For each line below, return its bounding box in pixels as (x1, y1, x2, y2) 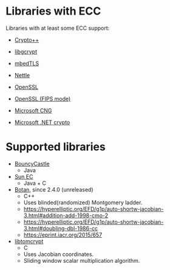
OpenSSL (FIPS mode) (14, 95, 71, 102)
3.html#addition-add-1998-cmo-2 (23, 212, 109, 219)
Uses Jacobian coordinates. (23, 251, 94, 258)
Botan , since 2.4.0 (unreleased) (14, 185, 93, 193)
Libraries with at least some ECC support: (5, 24, 110, 32)
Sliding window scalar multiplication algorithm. (23, 257, 140, 264)
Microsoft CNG (14, 106, 52, 114)
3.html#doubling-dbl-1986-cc (23, 224, 98, 232)
